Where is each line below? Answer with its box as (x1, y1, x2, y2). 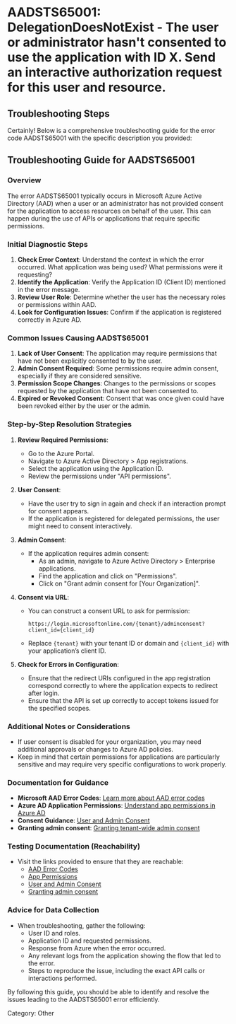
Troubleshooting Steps (7, 107, 111, 120)
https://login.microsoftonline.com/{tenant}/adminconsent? (27, 620, 206, 627)
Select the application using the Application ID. (27, 464, 164, 472)
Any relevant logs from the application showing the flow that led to (27, 951, 221, 960)
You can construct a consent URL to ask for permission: (27, 606, 190, 615)
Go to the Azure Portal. (27, 449, 95, 458)
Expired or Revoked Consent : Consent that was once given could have (17, 394, 225, 403)
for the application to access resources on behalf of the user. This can (7, 206, 211, 215)
